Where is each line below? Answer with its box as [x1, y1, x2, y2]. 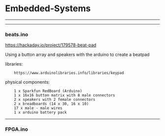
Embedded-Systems [5, 3, 91, 14]
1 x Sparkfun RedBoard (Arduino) [14, 89, 82, 93]
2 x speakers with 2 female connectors [14, 97, 96, 102]
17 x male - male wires [14, 106, 63, 111]
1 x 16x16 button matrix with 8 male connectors [14, 93, 115, 98]
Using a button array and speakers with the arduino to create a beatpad [5, 52, 150, 58]
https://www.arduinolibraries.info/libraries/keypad [14, 70, 124, 76]
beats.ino [5, 31, 28, 38]
